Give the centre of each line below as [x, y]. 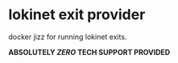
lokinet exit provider [77, 15]
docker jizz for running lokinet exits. [68, 37]
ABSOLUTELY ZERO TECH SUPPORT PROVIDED [89, 52]
